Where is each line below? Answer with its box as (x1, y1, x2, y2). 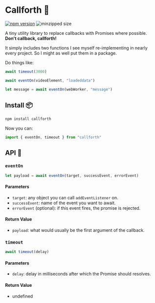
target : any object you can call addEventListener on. (12, 194, 118, 200)
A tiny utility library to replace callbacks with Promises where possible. (5, 30, 148, 36)
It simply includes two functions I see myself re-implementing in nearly (5, 45, 148, 51)
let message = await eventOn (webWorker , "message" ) (5, 87, 112, 92)
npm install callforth (5, 116, 51, 122)
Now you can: (5, 125, 33, 132)
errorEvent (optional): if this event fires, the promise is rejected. (12, 205, 141, 211)
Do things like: (5, 59, 34, 65)
